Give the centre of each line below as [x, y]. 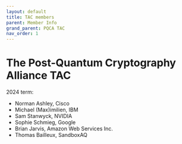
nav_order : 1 [22, 34]
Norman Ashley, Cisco [42, 104]
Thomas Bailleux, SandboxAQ [51, 135]
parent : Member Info [32, 23]
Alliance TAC [39, 76]
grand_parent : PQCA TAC [36, 28]
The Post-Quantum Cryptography [91, 63]
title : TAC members [30, 17]
